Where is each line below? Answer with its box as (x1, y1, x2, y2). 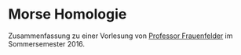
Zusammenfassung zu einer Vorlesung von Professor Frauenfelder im (8, 31, 233, 40)
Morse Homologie (8, 5, 127, 23)
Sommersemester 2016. (8, 39, 85, 48)
